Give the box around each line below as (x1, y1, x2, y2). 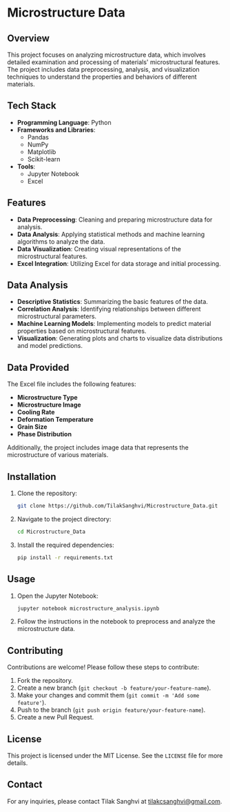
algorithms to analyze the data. (17, 237, 105, 246)
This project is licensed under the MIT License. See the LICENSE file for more (7, 751, 223, 760)
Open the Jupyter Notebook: (17, 592, 98, 600)
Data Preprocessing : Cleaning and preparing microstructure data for (17, 215, 213, 224)
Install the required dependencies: (17, 541, 115, 549)
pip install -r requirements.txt (17, 554, 114, 561)
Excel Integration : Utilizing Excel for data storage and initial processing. (17, 259, 222, 267)
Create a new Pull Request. (17, 713, 94, 722)
